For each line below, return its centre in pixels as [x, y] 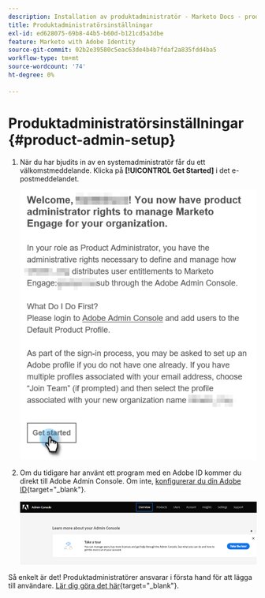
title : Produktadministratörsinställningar [81, 25]
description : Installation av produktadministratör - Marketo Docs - [125, 17]
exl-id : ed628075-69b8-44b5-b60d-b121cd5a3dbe [86, 33]
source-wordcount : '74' [47, 67]
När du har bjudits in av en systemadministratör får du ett [112, 162]
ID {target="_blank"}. [53, 490]
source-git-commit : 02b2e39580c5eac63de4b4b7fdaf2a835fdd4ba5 [112, 50]
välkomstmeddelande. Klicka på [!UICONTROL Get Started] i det [125, 170]
